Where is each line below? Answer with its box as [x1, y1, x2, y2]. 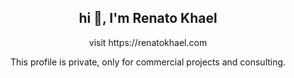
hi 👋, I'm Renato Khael [78, 10, 218, 27]
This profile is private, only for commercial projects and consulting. [9, 56, 287, 68]
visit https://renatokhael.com [88, 36, 208, 48]
